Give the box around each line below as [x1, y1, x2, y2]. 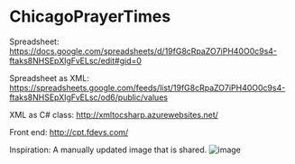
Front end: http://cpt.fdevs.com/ [9, 126, 129, 137]
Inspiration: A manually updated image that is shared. [9, 144, 207, 155]
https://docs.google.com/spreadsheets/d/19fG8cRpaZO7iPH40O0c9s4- [9, 45, 278, 56]
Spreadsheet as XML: [9, 72, 90, 83]
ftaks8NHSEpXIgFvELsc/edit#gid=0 [9, 55, 143, 66]
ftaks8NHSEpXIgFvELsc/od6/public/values [9, 92, 169, 103]
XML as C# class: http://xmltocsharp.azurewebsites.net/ [9, 109, 219, 120]
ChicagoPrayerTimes [9, 6, 171, 27]
